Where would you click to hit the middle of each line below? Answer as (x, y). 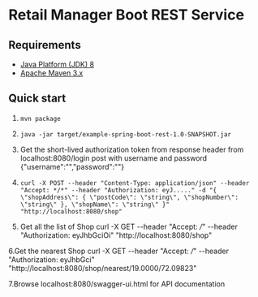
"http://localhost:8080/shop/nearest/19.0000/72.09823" (103, 268)
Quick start (37, 99)
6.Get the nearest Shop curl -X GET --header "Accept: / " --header (119, 251)
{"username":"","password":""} (72, 166)
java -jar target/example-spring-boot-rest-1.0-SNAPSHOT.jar (126, 134)
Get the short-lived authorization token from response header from (132, 149)
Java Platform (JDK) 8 (57, 64)
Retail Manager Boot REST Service (127, 15)
